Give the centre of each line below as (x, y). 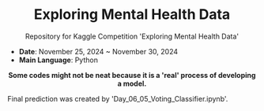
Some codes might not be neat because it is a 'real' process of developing (132, 75)
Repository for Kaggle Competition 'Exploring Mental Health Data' (132, 36)
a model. (132, 83)
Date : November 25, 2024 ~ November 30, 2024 (98, 51)
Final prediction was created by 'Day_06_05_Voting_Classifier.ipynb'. (118, 98)
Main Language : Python (58, 60)
